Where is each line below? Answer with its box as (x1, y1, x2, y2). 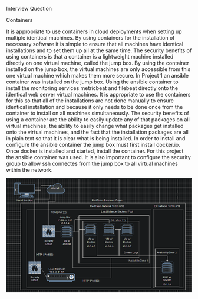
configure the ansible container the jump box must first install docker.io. (6, 142, 181, 148)
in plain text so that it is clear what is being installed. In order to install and (6, 135, 186, 142)
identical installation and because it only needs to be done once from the (6, 104, 183, 110)
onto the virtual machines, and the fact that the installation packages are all (6, 128, 189, 136)
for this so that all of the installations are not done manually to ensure (6, 97, 174, 104)
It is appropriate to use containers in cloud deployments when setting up (6, 28, 182, 35)
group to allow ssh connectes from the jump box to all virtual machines (6, 160, 178, 167)
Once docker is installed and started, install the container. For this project (6, 147, 184, 155)
